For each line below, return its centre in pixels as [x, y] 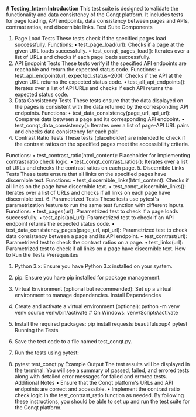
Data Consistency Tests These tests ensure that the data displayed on [99, 101]
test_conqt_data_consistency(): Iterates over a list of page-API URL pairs [102, 125]
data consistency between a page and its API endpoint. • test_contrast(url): [97, 236]
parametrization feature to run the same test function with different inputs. [96, 205]
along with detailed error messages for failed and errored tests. [91, 376]
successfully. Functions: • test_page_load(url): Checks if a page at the [99, 44]
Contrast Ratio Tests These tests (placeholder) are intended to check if [100, 138]
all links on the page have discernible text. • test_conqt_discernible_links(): [96, 186]
